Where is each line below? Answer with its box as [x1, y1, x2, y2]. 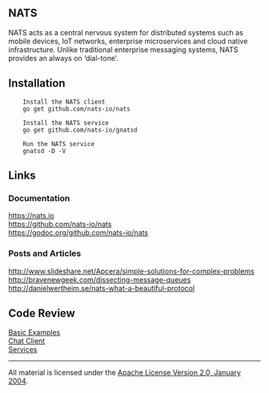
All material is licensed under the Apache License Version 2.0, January [8, 368, 242, 378]
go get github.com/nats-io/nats [22, 104, 130, 113]
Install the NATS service [22, 119, 110, 127]
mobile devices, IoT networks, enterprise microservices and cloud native [8, 36, 248, 46]
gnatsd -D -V [22, 147, 66, 155]
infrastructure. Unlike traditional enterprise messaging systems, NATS [8, 44, 239, 55]
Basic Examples [8, 328, 61, 338]
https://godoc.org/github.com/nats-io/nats [8, 228, 149, 237]
